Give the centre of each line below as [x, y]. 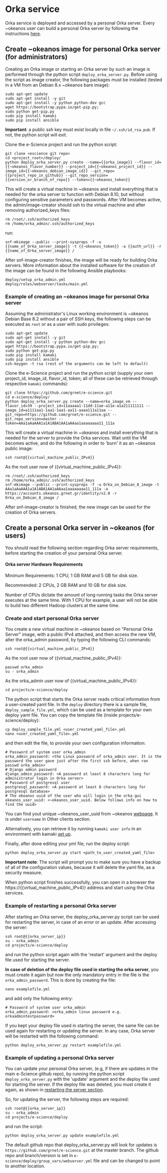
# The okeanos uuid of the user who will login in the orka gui [73, 796]
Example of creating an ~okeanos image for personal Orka [77, 296]
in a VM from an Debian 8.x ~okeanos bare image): [57, 85]
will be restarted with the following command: [52, 1036]
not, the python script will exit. [36, 135]
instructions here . [23, 33]
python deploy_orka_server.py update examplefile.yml [62, 1135]
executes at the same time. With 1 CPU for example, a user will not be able [82, 600]
